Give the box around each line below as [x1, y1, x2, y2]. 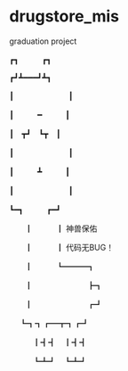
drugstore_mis [9, 6, 120, 27]
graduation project [9, 36, 77, 46]
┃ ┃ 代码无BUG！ [24, 242, 114, 252]
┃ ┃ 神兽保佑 [24, 223, 98, 234]
